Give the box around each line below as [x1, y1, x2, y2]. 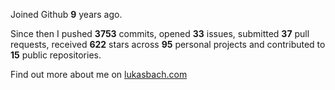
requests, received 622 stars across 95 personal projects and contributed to [10, 39, 326, 50]
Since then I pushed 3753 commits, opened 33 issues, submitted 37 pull [10, 28, 310, 39]
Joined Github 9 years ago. [10, 9, 123, 20]
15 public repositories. [10, 49, 102, 61]
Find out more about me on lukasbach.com [10, 69, 188, 80]
